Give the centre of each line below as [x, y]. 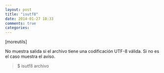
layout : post [18, 10]
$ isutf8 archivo [33, 66]
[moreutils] [16, 42]
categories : [17, 28]
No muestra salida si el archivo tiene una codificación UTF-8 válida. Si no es [82, 51]
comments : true [21, 23]
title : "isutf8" [22, 14]
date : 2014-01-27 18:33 [29, 19]
